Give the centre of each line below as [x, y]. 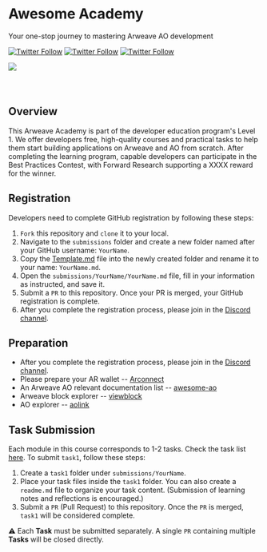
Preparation [38, 343]
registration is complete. [60, 301]
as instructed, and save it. [62, 284]
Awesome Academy [76, 14]
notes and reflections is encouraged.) [82, 498]
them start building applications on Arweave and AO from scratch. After [126, 148]
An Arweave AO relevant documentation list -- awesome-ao [118, 387]
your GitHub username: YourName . [75, 250]
